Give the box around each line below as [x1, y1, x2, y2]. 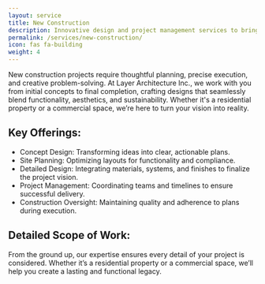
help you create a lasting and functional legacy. [8, 266, 162, 276]
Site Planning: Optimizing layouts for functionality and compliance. [19, 155, 236, 165]
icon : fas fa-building [8, 41, 83, 49]
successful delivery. [19, 189, 85, 198]
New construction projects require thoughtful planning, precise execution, [8, 70, 248, 79]
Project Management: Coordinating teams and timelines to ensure [19, 181, 233, 190]
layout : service [8, 11, 62, 20]
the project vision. [19, 172, 79, 181]
